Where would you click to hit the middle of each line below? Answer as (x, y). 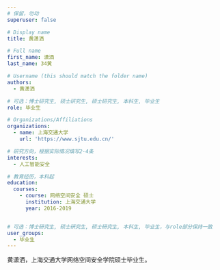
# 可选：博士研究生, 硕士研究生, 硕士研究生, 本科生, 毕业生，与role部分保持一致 (110, 227)
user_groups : (26, 233)
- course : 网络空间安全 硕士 (57, 196)
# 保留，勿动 (23, 13)
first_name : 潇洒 (31, 58)
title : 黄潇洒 (26, 38)
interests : (23, 158)
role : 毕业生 (24, 108)
